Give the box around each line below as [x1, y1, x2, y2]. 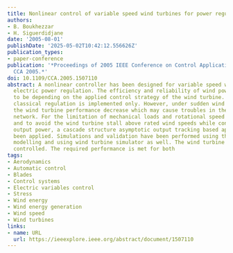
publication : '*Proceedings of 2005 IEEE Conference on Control [7, 62, 197, 69]
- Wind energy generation [7, 204, 82, 211]
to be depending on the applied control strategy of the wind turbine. [13, 94, 225, 101]
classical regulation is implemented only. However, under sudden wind [13, 101, 225, 107]
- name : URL [7, 229, 42, 236]
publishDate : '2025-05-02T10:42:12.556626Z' [7, 42, 138, 49]
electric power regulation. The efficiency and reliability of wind [13, 87, 216, 94]
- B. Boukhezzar [7, 23, 54, 30]
